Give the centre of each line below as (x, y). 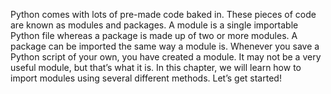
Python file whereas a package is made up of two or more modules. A (154, 35)
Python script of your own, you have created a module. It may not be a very (166, 57)
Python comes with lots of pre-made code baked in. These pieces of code (163, 14)
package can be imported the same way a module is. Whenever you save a (165, 46)
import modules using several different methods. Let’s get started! (146, 78)
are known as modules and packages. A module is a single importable (154, 25)
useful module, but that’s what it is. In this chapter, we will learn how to (156, 67)
